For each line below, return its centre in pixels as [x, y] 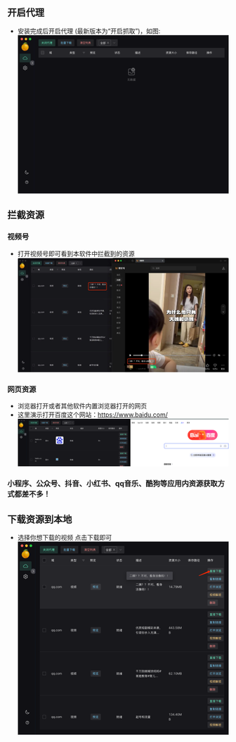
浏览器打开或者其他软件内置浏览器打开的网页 [82, 406]
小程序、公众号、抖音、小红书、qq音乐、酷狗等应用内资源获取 [112, 484]
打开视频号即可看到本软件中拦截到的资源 [76, 253]
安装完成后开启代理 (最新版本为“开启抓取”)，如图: [89, 31]
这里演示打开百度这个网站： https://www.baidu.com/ [93, 415]
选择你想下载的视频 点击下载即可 [65, 538]
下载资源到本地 [40, 519]
